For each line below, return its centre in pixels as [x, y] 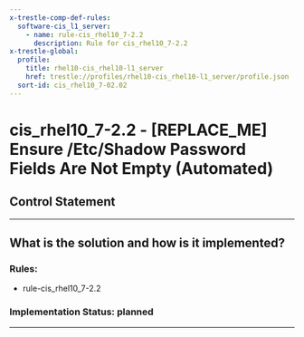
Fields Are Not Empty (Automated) [142, 168]
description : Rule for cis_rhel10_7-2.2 [110, 43]
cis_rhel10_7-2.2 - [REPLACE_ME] [138, 130]
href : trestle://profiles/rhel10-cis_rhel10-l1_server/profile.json [157, 77]
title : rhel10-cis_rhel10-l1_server [95, 69]
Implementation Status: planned [81, 312]
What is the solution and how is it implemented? [147, 243]
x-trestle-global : [44, 52]
